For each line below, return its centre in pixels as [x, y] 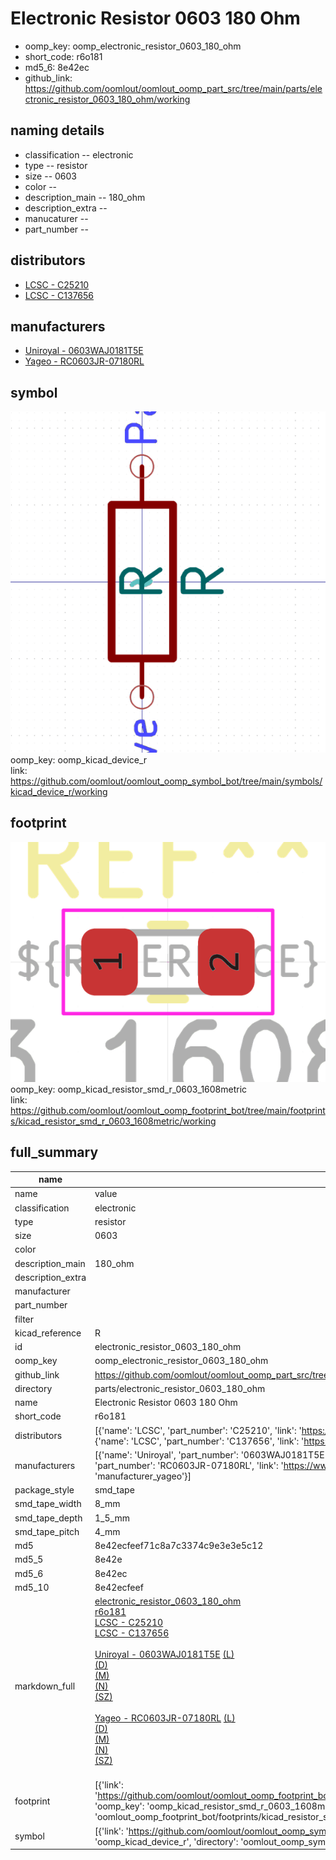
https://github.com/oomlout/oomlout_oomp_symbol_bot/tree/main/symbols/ [166, 781]
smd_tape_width [48, 1504]
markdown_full [45, 1686]
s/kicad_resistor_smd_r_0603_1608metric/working [113, 1121]
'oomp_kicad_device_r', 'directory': [166, 1841]
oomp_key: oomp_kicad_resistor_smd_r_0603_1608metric [129, 1089]
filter [24, 1319]
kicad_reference [48, 1333]
